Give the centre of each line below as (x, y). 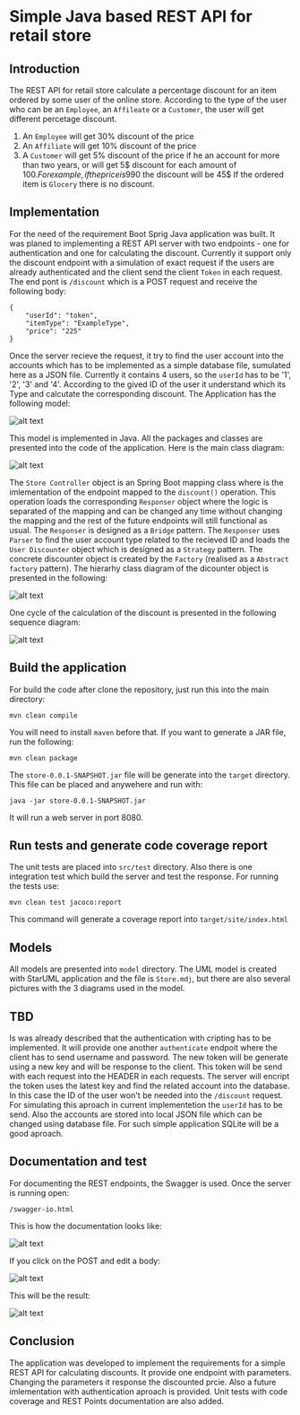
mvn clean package (43, 758)
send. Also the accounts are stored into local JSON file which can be (136, 1114)
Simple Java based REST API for (131, 17)
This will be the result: (50, 1296)
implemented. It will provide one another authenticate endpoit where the (143, 1048)
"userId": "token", (62, 315)
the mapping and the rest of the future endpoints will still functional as (138, 520)
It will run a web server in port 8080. (76, 817)
